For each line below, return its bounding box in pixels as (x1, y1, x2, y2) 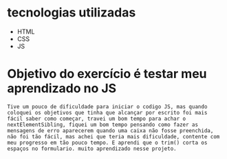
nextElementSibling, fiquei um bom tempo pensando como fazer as (7, 121, 198, 128)
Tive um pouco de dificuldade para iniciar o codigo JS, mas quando (7, 103, 208, 110)
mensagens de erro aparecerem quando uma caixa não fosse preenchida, (7, 127, 214, 134)
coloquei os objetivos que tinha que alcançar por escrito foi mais (7, 109, 208, 116)
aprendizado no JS (7, 81, 117, 97)
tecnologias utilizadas (7, 5, 136, 21)
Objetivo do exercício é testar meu (7, 66, 207, 82)
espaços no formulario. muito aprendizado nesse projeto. (7, 145, 177, 152)
